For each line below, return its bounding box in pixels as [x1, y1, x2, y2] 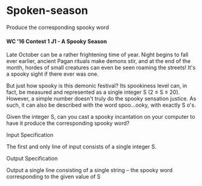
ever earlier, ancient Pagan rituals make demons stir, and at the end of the [6, 58, 191, 65]
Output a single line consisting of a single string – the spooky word [6, 167, 173, 174]
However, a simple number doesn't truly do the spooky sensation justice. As [6, 95, 197, 102]
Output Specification [6, 155, 58, 162]
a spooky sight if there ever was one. [6, 70, 99, 78]
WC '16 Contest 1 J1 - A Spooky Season [6, 38, 107, 45]
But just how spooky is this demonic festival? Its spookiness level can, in [6, 82, 187, 90]
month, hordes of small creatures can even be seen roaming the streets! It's [6, 64, 196, 71]
